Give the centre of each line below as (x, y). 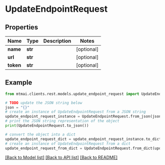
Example (19, 83)
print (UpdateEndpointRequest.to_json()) (47, 126)
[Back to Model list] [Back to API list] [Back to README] (61, 158)
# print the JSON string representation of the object (62, 121)
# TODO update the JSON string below (44, 103)
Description (57, 41)
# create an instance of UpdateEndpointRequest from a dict (68, 143)
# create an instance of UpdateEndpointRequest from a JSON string (76, 112)
